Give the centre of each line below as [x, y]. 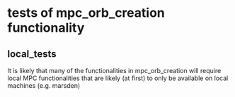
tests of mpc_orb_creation [86, 13]
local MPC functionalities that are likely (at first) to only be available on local [118, 78]
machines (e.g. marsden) [44, 85]
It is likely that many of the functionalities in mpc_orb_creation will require [114, 71]
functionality [46, 28]
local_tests [32, 54]
